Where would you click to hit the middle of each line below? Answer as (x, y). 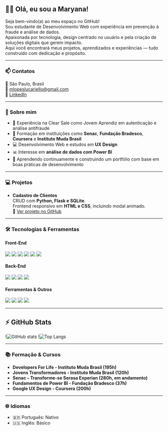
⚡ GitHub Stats (28, 322)
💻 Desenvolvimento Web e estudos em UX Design (65, 144)
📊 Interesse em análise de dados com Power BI (62, 152)
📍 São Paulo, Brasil (24, 84)
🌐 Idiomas (18, 406)
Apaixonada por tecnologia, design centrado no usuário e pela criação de (81, 37)
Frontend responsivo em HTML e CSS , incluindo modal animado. (79, 206)
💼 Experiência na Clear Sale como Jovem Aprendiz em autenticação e (84, 123)
